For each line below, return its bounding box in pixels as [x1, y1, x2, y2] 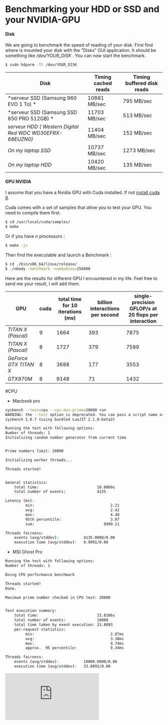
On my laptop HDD [7, 161, 52, 168]
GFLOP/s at [129, 305, 157, 312]
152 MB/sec [122, 129, 152, 136]
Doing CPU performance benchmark [5, 572, 75, 577]
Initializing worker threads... [5, 457, 72, 462]
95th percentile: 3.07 [25, 516, 120, 522]
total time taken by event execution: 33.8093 [14, 622, 113, 627]
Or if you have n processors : [5, 233, 65, 239]
